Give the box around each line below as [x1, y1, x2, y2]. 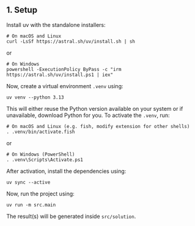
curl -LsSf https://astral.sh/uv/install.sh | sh [6, 38, 136, 45]
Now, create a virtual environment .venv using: [6, 82, 123, 89]
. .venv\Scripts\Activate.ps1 [6, 156, 84, 163]
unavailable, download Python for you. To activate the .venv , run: [6, 111, 170, 119]
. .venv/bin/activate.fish [6, 129, 75, 135]
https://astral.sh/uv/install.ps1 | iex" [6, 72, 114, 78]
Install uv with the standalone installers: [6, 21, 106, 28]
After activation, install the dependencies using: [6, 167, 127, 175]
